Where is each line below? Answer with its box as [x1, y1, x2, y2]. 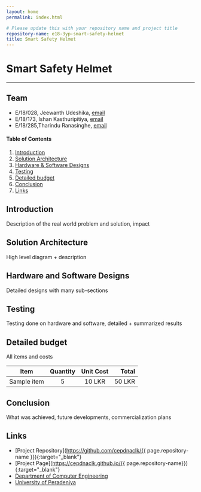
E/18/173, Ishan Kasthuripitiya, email [14, 115, 103, 123]
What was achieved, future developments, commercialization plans [6, 414, 172, 421]
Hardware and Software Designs [6, 271, 130, 281]
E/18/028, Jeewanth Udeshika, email [14, 109, 105, 116]
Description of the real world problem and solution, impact [6, 220, 150, 227]
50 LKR [114, 378, 136, 386]
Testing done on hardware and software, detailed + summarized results [6, 320, 182, 327]
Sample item [9, 378, 44, 386]
